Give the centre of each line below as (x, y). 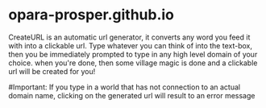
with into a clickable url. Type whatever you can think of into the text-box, (130, 45)
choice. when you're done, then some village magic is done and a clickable (133, 63)
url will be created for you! (52, 71)
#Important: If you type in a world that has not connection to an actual (124, 87)
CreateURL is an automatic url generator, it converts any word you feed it (129, 37)
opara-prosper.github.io (91, 15)
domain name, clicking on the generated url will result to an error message (132, 95)
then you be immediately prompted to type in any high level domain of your (133, 54)
